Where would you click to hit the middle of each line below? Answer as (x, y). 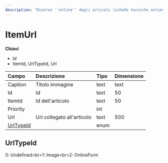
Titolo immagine (54, 84)
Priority (16, 109)
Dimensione (129, 76)
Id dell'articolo (52, 101)
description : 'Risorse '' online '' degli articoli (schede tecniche (77, 10)
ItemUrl (21, 34)
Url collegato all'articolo (63, 117)
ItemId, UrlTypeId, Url (34, 64)
